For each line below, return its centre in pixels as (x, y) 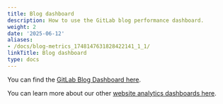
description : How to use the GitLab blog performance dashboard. (105, 20)
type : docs (23, 60)
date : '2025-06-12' (36, 33)
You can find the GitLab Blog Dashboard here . (74, 79)
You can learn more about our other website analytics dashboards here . (112, 93)
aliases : (20, 40)
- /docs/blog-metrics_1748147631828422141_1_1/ (79, 46)
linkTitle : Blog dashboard (47, 53)
